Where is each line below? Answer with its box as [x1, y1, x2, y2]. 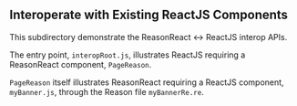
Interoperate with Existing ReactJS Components [9, 7, 289, 23]
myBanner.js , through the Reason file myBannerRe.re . [9, 86, 205, 97]
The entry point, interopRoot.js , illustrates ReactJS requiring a [9, 49, 246, 60]
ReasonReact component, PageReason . [9, 58, 152, 69]
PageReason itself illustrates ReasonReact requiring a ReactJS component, [9, 77, 284, 88]
